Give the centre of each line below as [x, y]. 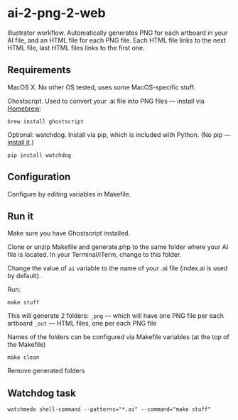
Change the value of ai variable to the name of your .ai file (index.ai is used [118, 268]
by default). [24, 276]
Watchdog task [42, 393]
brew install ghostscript [45, 121]
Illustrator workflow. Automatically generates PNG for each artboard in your [118, 33]
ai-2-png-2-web [56, 13]
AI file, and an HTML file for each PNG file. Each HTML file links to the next [117, 40]
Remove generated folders [46, 371]
